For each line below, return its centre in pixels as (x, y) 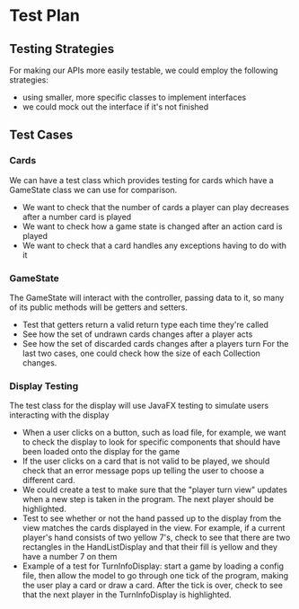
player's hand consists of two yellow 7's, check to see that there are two (156, 538)
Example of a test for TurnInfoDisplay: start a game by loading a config (153, 566)
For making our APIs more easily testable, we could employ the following (144, 70)
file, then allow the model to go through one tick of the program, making (155, 576)
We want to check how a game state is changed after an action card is (152, 226)
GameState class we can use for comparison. (93, 190)
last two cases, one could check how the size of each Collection (141, 353)
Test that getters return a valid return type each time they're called (145, 324)
